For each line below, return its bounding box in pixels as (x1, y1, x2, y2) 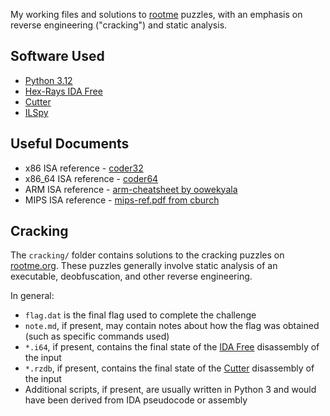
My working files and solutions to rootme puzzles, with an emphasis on (10, 9, 303, 20)
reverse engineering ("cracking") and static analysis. (10, 19, 228, 31)
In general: (10, 290, 55, 302)
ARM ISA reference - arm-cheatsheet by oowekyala (24, 183, 238, 195)
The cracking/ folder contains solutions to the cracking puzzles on (10, 249, 285, 261)
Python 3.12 (24, 74, 73, 86)
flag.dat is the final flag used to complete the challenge (24, 309, 257, 321)
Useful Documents (10, 135, 130, 153)
